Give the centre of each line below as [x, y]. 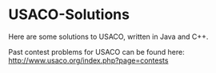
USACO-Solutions [69, 15]
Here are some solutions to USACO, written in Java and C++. [108, 36]
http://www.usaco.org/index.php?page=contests [88, 60]
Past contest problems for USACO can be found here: [97, 52]
